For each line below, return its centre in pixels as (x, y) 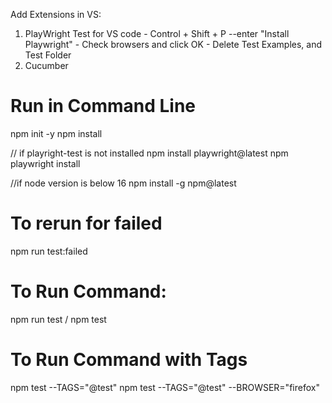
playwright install (45, 163)
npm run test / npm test (58, 319)
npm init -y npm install (56, 133)
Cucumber (46, 65)
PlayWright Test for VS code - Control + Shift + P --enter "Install (157, 33)
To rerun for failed (86, 223)
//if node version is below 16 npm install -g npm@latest (123, 183)
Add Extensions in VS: (56, 14)
